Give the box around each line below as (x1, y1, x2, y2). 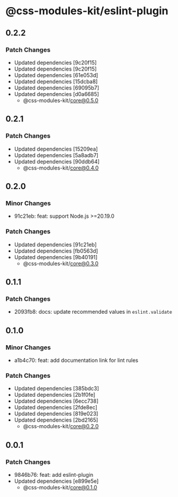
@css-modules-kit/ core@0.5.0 (23, 97, 98, 104)
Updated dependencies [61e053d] (14, 71, 98, 78)
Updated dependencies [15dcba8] (14, 78, 98, 85)
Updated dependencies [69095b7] (14, 84, 99, 91)
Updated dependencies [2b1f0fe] (14, 391, 96, 399)
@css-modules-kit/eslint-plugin (5, 4, 169, 18)
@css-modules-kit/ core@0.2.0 (23, 423, 99, 430)
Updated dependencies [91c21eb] (14, 241, 97, 248)
